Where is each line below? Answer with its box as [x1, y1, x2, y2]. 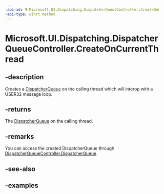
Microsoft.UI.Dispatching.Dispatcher [5, 33, 159, 44]
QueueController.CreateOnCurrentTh [5, 43, 159, 54]
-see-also [5, 165, 36, 173]
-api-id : [5, 7, 23, 12]
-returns [5, 105, 31, 113]
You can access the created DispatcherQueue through [5, 145, 115, 151]
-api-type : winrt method [5, 12, 56, 17]
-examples [5, 181, 39, 190]
